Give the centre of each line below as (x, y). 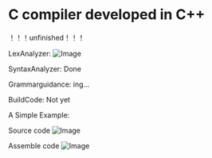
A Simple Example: (39, 115)
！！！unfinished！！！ (47, 37)
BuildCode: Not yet (39, 99)
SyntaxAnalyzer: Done (45, 68)
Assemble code (34, 145)
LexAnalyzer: (30, 53)
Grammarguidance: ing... (49, 84)
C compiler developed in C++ (107, 15)
